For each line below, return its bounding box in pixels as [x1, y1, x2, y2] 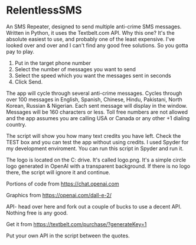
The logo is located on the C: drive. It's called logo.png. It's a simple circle [6, 156, 187, 163]
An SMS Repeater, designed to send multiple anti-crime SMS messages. [6, 23, 182, 30]
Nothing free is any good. [6, 209, 68, 216]
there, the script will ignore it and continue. [6, 168, 110, 176]
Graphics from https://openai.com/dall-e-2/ [6, 191, 112, 198]
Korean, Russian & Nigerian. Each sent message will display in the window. [6, 102, 188, 109]
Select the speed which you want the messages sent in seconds [14, 72, 171, 79]
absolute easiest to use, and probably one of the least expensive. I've [6, 35, 175, 42]
